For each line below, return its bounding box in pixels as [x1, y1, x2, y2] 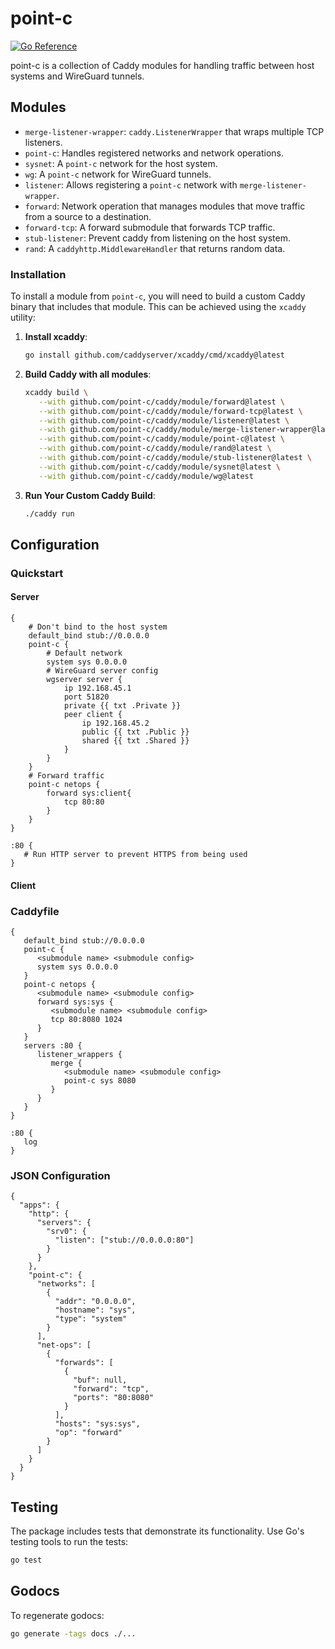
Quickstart [10, 566, 64, 580]
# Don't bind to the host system [28, 622, 168, 632]
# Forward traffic [28, 771, 105, 781]
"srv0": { [46, 1227, 87, 1237]
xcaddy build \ [24, 387, 89, 397]
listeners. [24, 136, 63, 148]
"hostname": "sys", [54, 1305, 137, 1316]
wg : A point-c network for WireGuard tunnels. [24, 168, 212, 180]
